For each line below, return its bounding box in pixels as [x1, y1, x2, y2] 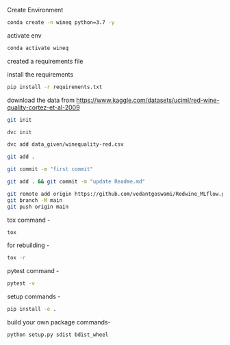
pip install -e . [7, 306, 57, 313]
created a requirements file [7, 57, 84, 65]
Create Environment [7, 6, 64, 14]
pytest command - [7, 267, 60, 275]
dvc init [7, 129, 32, 136]
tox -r [7, 255, 26, 261]
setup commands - [7, 292, 61, 301]
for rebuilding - [7, 241, 50, 249]
